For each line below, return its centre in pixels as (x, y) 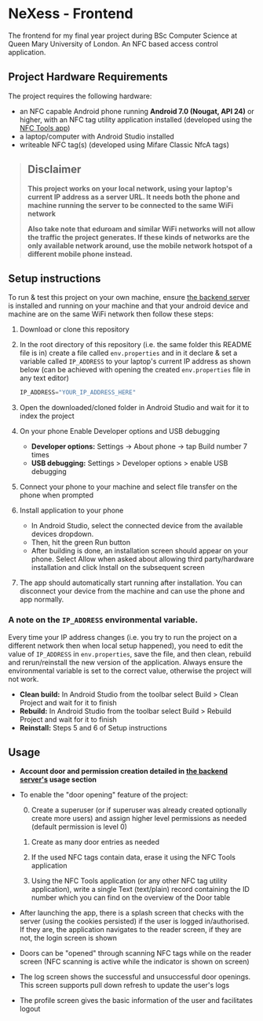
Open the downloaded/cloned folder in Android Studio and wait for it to (134, 408)
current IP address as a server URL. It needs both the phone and (133, 197)
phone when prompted (57, 495)
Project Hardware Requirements (88, 77)
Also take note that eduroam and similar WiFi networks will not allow (141, 228)
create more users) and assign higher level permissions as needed (139, 819)
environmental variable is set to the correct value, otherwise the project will (130, 671)
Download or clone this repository (74, 329)
